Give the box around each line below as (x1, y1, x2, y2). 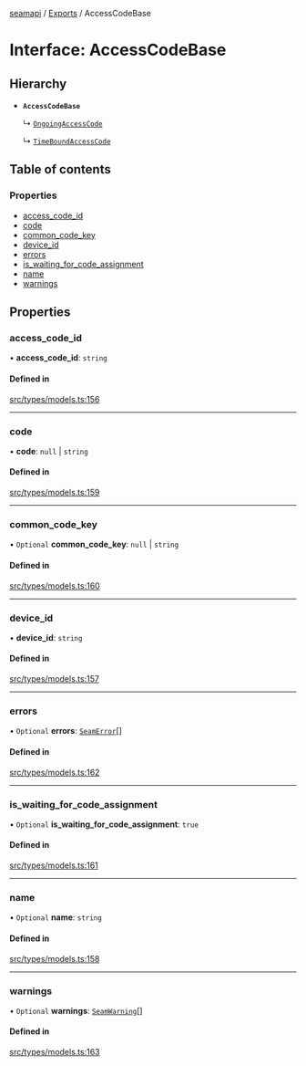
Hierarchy (9, 76, 67, 91)
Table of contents (9, 162, 111, 177)
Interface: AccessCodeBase (9, 40, 227, 60)
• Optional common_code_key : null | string (9, 538, 179, 550)
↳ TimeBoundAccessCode (22, 136, 111, 146)
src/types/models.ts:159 (9, 487, 100, 498)
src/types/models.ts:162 (9, 767, 100, 778)
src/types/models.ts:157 (9, 674, 100, 685)
